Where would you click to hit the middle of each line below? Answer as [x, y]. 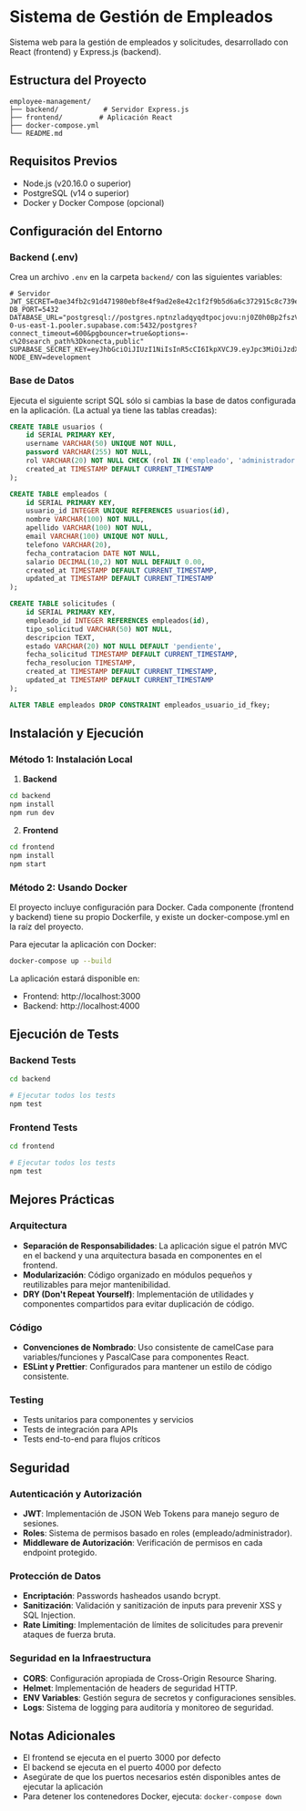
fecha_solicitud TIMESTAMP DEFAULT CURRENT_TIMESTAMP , [132, 655]
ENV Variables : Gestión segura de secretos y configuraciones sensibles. [159, 1697]
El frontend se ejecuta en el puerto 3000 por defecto [122, 1758]
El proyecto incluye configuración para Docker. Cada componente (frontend [152, 907]
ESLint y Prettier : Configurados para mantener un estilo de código [147, 1366]
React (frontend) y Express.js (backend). [86, 51]
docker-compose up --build [61, 961]
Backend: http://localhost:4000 [81, 1006]
